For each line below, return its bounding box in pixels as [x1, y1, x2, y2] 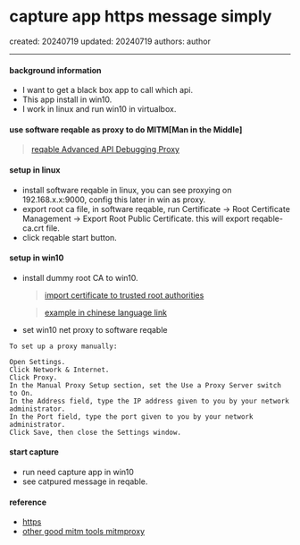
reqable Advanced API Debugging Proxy [30, 144, 180, 155]
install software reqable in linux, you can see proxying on [21, 184, 232, 195]
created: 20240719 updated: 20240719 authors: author [9, 36, 212, 47]
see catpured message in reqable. [21, 476, 148, 487]
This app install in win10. [21, 94, 112, 105]
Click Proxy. [9, 373, 58, 382]
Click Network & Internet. [9, 365, 110, 374]
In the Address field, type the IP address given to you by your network [9, 396, 290, 405]
